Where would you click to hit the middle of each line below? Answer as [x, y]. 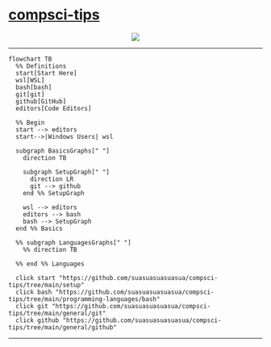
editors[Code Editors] [54, 108]
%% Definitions [41, 66]
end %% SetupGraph [54, 193]
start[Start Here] [47, 73]
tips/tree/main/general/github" [63, 327]
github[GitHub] [41, 101]
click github [38, 320]
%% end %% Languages [50, 264]
